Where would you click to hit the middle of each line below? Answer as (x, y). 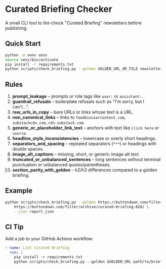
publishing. (17, 28)
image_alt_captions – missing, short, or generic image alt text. (76, 154)
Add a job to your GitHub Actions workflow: (49, 239)
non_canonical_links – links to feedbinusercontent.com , (69, 117)
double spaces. (28, 149)
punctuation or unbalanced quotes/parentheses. (62, 165)
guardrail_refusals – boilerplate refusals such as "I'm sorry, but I (78, 102)
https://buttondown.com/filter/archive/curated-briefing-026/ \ (82, 207)
